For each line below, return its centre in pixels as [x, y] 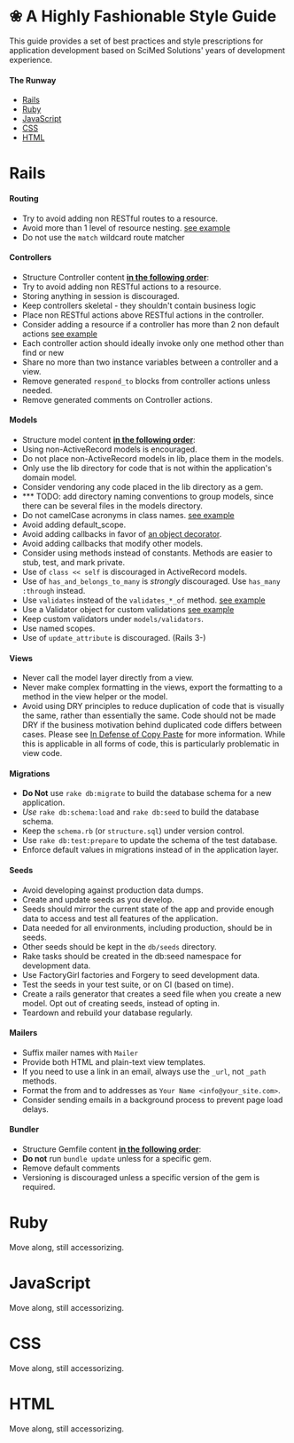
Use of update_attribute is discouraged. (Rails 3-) [114, 637]
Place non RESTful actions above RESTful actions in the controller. [143, 315]
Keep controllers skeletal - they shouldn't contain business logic [139, 305]
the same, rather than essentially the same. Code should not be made [149, 715]
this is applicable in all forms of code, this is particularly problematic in [151, 744]
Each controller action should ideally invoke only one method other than [153, 343]
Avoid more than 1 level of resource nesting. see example [126, 227]
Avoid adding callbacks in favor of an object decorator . [122, 533]
